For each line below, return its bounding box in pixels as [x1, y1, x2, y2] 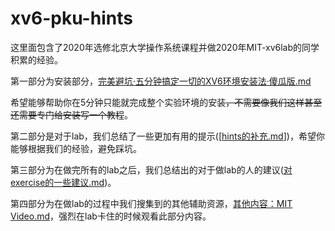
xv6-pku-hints [10, 7, 133, 30]
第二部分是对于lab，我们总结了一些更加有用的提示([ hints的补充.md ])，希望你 [10, 130, 325, 142]
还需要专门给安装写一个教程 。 [10, 108, 133, 121]
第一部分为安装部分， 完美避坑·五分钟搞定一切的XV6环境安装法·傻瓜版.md [10, 75, 312, 87]
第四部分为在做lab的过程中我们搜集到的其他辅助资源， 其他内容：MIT [10, 197, 293, 209]
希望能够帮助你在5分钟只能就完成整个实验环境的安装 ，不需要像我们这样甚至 [10, 96, 323, 108]
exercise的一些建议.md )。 [10, 176, 117, 188]
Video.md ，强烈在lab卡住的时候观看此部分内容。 [10, 210, 212, 222]
